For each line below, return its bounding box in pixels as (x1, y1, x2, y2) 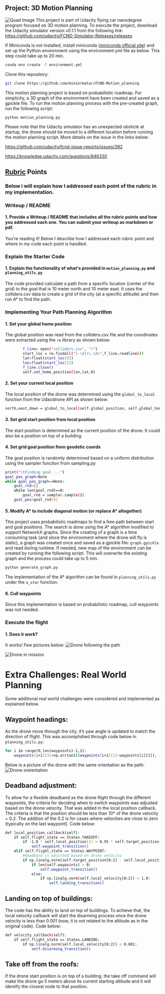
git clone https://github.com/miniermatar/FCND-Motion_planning (5, 81, 139, 86)
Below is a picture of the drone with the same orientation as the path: (5, 762, 145, 768)
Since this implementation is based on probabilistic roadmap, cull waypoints (5, 602, 159, 607)
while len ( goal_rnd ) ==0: (14, 488, 65, 493)
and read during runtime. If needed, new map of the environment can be (5, 545, 151, 551)
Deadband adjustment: (5, 781, 77, 790)
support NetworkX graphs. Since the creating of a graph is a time (5, 530, 137, 535)
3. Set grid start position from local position (5, 417, 96, 423)
